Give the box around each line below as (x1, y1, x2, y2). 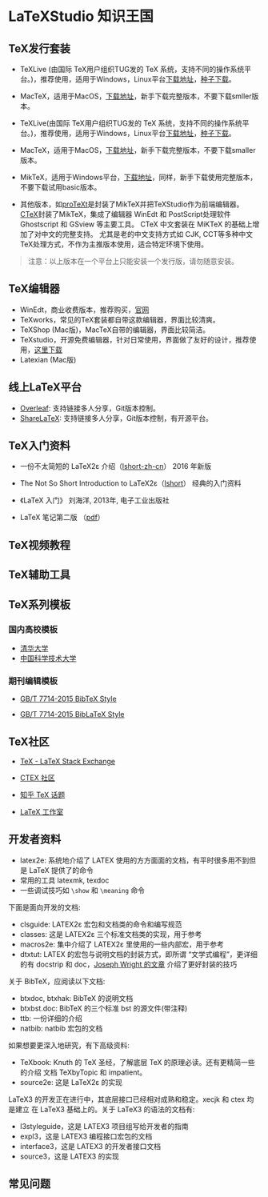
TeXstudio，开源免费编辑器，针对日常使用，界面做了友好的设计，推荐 (19, 334, 250, 344)
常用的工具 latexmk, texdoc (19, 875, 110, 885)
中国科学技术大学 (19, 653, 77, 663)
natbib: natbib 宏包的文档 (19, 1023, 103, 1033)
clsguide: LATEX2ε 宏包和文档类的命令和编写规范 (19, 919, 182, 929)
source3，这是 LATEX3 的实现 (19, 1151, 120, 1161)
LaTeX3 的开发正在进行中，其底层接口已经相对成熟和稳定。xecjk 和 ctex (8, 1094, 246, 1104)
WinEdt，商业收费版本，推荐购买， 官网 (19, 305, 150, 314)
